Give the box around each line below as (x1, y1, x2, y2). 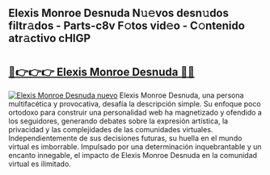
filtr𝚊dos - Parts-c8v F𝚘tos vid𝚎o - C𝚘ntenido (8, 19, 245, 33)
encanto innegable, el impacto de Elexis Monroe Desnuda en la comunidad (8, 151, 257, 160)
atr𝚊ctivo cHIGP (8, 31, 91, 45)
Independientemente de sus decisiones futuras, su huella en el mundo (8, 133, 243, 143)
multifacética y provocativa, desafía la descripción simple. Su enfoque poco (8, 99, 261, 108)
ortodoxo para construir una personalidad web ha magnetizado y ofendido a (8, 108, 263, 117)
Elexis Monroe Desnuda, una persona (119, 90, 244, 100)
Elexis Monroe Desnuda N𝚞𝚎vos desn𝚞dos (8, 6, 229, 20)
